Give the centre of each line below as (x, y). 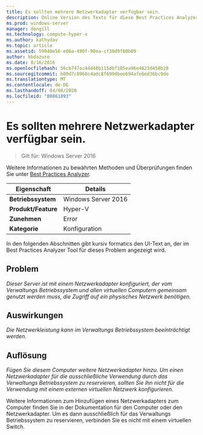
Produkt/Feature (34, 209)
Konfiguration (82, 229)
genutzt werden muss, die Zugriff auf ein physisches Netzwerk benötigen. (99, 296)
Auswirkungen (35, 315)
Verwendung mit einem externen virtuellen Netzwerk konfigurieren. (90, 389)
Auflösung (27, 355)
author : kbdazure (28, 57)
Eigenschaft (34, 189)
